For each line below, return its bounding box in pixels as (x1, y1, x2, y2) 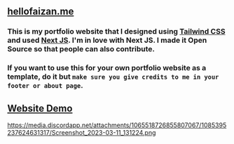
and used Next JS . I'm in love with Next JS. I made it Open (7, 35, 207, 45)
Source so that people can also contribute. (7, 44, 156, 54)
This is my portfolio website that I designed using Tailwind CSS (7, 27, 226, 37)
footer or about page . (7, 81, 83, 91)
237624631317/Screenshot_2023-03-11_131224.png (7, 129, 156, 137)
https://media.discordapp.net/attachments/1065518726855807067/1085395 (7, 121, 227, 129)
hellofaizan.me (7, 6, 74, 18)
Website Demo (7, 102, 73, 114)
